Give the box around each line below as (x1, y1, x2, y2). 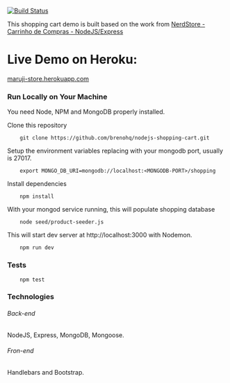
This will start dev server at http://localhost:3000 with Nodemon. (7, 231, 192, 239)
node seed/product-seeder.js (19, 219, 104, 225)
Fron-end (7, 347, 34, 355)
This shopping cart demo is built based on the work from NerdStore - (7, 20, 206, 28)
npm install (19, 193, 54, 201)
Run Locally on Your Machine (7, 92, 108, 101)
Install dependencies (7, 180, 67, 188)
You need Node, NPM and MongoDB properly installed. (7, 108, 165, 116)
